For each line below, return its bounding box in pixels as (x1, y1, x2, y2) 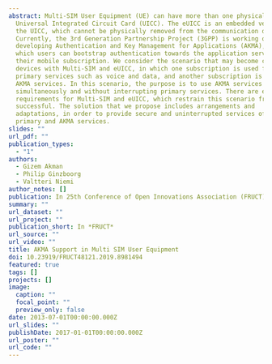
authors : (8, 155, 38, 163)
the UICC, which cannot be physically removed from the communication (15, 27, 259, 35)
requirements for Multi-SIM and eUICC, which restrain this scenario (15, 95, 255, 103)
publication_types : (8, 139, 74, 148)
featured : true (8, 260, 60, 268)
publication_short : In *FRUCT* (8, 223, 114, 231)
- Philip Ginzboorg (15, 170, 82, 178)
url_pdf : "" (8, 132, 49, 140)
